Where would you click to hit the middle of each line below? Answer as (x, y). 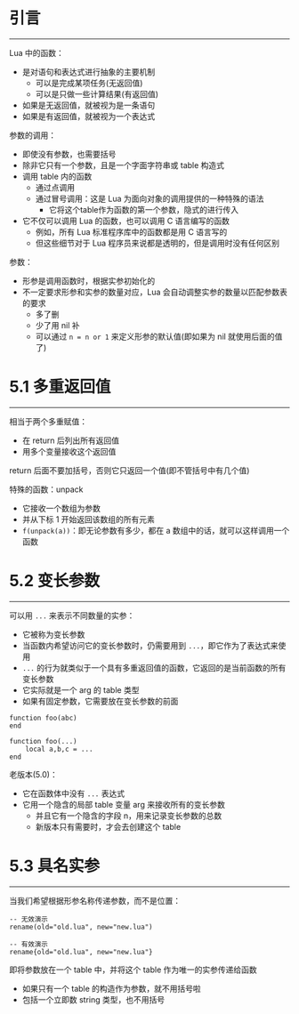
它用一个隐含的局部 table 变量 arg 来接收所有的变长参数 (123, 804)
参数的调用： (32, 135)
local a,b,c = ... (59, 749)
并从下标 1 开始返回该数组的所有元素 (89, 519)
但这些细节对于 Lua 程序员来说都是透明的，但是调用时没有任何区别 (158, 243)
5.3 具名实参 (55, 866)
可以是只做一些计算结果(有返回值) (97, 93)
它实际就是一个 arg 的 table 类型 (81, 689)
